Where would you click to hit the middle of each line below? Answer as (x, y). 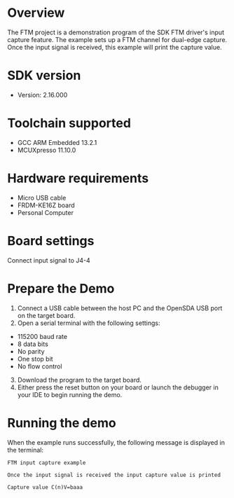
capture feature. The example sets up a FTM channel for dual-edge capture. (117, 39)
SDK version (44, 76)
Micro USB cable (42, 198)
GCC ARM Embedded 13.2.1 (57, 142)
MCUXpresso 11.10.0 (47, 150)
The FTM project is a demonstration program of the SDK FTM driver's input (116, 32)
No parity (31, 351)
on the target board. (46, 315)
